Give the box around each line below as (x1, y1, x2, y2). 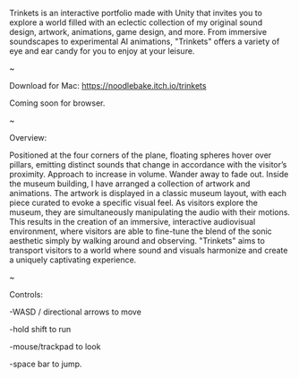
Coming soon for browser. (9, 98, 106, 108)
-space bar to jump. (9, 358, 82, 369)
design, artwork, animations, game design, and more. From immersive (9, 27, 267, 37)
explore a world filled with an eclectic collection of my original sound (9, 17, 262, 28)
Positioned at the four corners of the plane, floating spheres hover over (9, 150, 272, 160)
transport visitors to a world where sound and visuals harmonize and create (9, 245, 288, 255)
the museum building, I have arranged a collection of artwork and (9, 178, 251, 189)
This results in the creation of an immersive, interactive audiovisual (9, 217, 256, 227)
